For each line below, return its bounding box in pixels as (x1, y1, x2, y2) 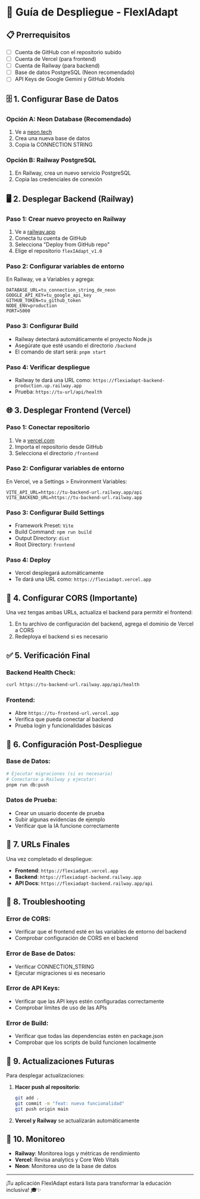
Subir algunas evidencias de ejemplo (14, 816, 105, 823)
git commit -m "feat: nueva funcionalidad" (14, 1100, 125, 1107)
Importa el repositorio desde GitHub (14, 443, 103, 450)
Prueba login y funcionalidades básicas (14, 722, 112, 729)
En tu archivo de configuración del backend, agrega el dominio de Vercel (14, 620, 194, 628)
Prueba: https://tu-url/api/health (14, 388, 102, 395)
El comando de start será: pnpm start (14, 348, 107, 355)
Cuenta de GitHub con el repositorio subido (14, 49, 122, 55)
